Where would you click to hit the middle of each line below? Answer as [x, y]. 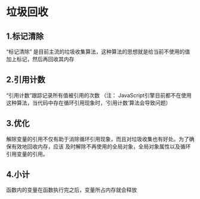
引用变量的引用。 [27, 154]
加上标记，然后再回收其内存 [40, 59]
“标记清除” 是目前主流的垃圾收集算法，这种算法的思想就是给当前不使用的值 [98, 52]
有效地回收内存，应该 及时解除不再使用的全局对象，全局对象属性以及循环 [101, 146]
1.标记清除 [25, 36]
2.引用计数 [26, 80]
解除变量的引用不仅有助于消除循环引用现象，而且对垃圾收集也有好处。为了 [98, 139]
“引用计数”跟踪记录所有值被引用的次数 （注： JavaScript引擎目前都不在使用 [99, 95]
